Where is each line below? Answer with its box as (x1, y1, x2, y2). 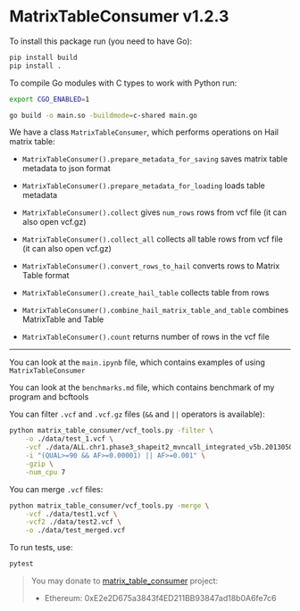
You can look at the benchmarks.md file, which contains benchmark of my (9, 382, 275, 393)
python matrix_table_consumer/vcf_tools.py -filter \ (9, 426, 214, 435)
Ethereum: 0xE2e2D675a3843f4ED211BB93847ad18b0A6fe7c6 (44, 593, 277, 604)
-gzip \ (25, 459, 54, 468)
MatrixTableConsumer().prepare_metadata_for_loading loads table (21, 180, 266, 191)
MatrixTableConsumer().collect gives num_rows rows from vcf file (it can (21, 207, 287, 218)
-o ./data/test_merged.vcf (25, 526, 126, 535)
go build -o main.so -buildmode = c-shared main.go (9, 111, 198, 120)
